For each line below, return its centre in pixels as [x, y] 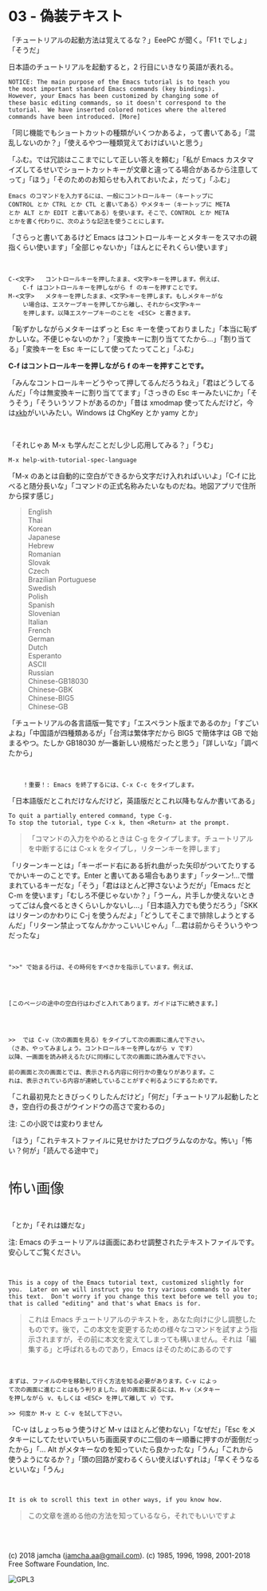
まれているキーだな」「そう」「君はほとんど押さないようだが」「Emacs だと [130, 885]
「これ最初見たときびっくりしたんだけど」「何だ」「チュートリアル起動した [130, 1096]
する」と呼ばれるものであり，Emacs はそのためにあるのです [134, 1349]
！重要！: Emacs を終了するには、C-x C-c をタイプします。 [110, 785]
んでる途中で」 [78, 1150]
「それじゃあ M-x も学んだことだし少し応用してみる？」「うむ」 [113, 445]
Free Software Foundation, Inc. [59, 1564]
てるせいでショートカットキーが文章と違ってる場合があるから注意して [144, 169]
